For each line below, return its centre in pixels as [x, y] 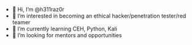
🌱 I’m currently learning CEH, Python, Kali [65, 29]
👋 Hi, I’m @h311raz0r [38, 9]
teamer [21, 22]
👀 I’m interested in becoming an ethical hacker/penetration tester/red [99, 16]
